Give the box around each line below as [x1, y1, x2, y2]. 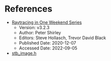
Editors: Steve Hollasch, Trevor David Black [19, 35, 106, 41]
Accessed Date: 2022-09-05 [19, 45, 78, 51]
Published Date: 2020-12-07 [19, 40, 76, 46]
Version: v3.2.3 [19, 24, 50, 30]
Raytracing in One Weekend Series [11, 19, 82, 25]
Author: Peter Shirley [19, 30, 62, 35]
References [4, 3, 52, 15]
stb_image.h [11, 50, 37, 56]
